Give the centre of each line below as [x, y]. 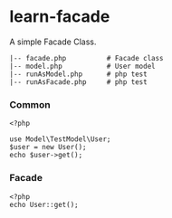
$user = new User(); [48, 147]
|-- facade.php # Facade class [87, 58]
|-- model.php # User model [82, 66]
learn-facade [60, 17]
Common [30, 104]
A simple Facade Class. [53, 42]
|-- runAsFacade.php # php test [78, 82]
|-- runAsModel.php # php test [78, 74]
